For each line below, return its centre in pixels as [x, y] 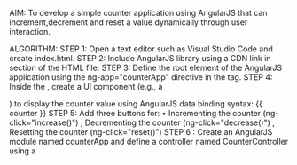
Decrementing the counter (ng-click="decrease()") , [180, 122]
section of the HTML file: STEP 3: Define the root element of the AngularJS [145, 67]
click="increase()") [44, 122]
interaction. [30, 31]
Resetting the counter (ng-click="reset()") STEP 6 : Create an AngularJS [141, 132]
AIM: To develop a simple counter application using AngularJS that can [138, 13]
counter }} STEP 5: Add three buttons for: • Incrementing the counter [135, 113]
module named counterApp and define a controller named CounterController [149, 141]
